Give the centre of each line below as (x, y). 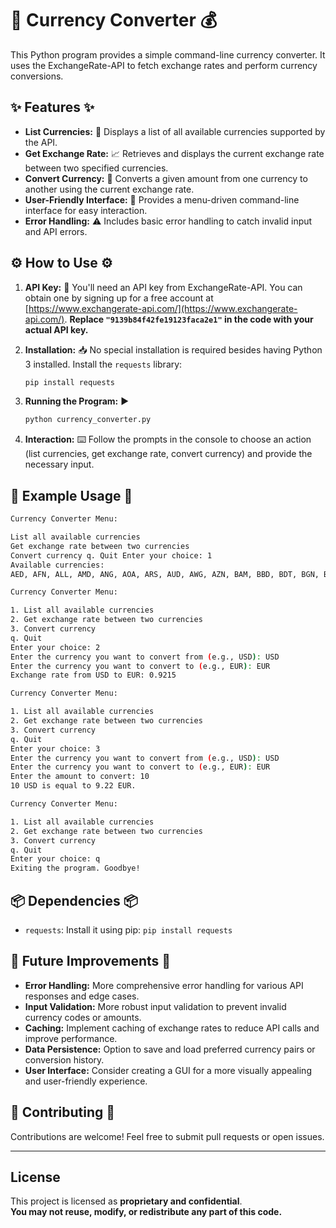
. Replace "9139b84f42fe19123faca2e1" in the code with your (189, 319)
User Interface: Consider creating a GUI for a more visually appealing (168, 1070)
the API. (41, 142)
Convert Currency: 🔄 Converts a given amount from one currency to (166, 178)
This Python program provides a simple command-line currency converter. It (168, 54)
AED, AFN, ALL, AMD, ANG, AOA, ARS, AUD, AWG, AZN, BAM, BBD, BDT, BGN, (165, 574)
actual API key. (56, 329)
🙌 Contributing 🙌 (63, 1112)
